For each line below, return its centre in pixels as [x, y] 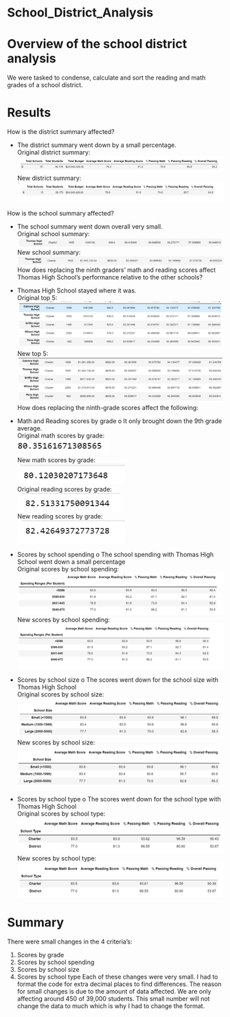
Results [29, 113]
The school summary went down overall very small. [90, 226]
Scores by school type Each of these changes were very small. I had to [117, 976]
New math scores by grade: [56, 460]
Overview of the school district [97, 44]
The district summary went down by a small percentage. [96, 145]
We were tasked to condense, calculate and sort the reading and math [106, 78]
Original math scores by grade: [61, 436]
